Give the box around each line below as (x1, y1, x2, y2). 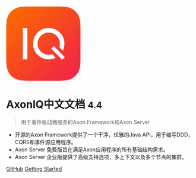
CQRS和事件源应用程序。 (14, 138, 77, 145)
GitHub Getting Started (6, 165, 62, 172)
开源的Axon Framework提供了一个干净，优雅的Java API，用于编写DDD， (14, 131, 194, 138)
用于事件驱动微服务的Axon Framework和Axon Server (20, 118, 150, 125)
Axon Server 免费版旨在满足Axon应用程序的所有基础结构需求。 (14, 146, 169, 153)
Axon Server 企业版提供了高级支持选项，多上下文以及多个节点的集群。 (14, 153, 187, 160)
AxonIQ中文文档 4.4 (6, 98, 102, 112)
